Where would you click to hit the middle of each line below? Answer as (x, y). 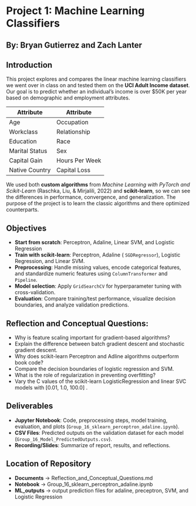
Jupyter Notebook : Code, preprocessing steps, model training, (91, 420)
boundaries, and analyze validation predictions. (72, 305)
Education (23, 141)
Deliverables (30, 406)
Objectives (26, 228)
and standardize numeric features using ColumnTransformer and (91, 274)
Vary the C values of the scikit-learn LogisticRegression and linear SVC (100, 381)
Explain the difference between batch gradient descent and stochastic (99, 344)
